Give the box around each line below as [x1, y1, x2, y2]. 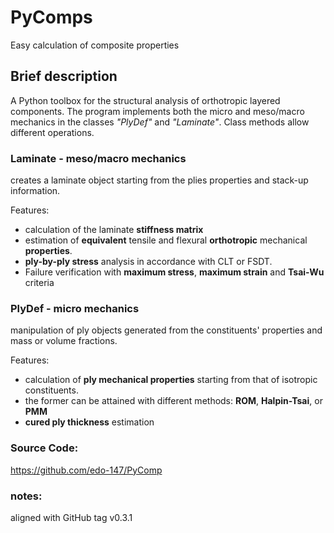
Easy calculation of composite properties [10, 39, 180, 51]
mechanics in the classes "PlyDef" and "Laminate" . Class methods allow [10, 116, 310, 128]
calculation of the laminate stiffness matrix [24, 224, 204, 236]
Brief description [10, 68, 118, 85]
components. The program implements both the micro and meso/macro [10, 105, 305, 117]
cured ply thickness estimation [24, 416, 155, 428]
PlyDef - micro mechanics [10, 301, 140, 315]
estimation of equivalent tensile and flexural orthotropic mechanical [24, 234, 308, 246]
